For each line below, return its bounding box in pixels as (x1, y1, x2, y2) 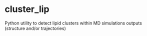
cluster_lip (4, 3, 49, 15)
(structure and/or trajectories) (4, 25, 66, 31)
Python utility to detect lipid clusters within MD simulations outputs (4, 20, 142, 26)
